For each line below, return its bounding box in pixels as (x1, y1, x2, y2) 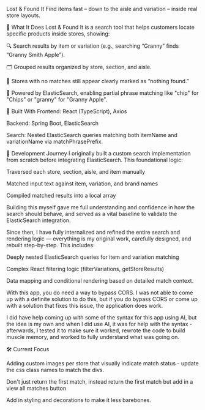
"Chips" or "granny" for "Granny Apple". (6, 96, 108, 103)
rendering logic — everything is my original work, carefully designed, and (6, 235, 192, 242)
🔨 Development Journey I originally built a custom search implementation (6, 150, 191, 157)
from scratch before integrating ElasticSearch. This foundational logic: (6, 156, 184, 163)
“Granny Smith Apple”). (6, 51, 65, 58)
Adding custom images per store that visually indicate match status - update (6, 360, 199, 367)
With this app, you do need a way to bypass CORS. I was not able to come (6, 289, 193, 296)
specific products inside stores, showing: (6, 30, 110, 37)
